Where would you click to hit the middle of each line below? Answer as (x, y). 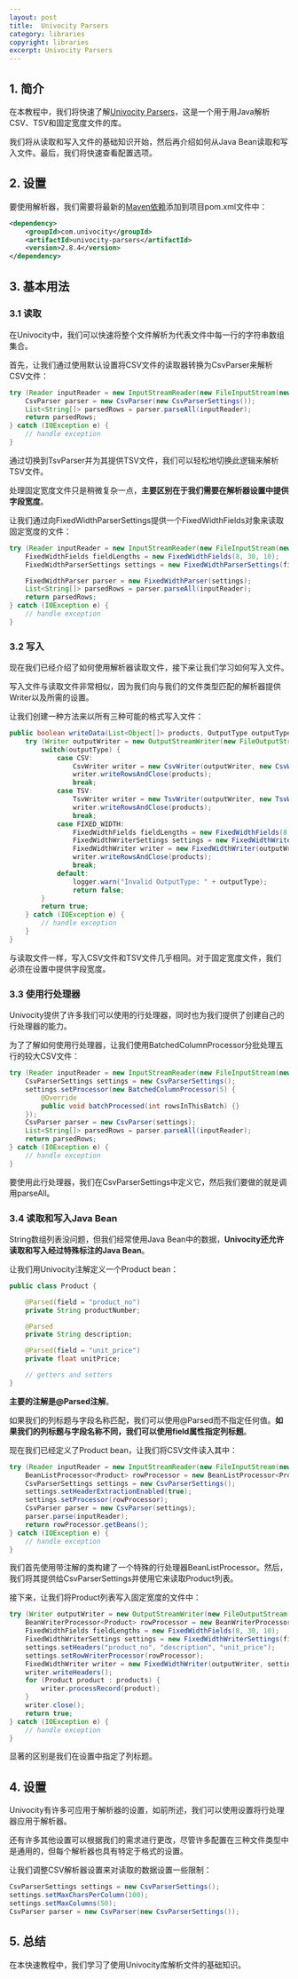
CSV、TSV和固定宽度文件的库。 (68, 123)
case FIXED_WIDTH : (90, 824)
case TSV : (74, 791)
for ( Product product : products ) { (93, 1681)
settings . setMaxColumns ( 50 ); (63, 1903)
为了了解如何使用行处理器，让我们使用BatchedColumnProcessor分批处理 (143, 1045)
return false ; (98, 890)
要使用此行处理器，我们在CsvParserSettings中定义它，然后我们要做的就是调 (148, 1181)
